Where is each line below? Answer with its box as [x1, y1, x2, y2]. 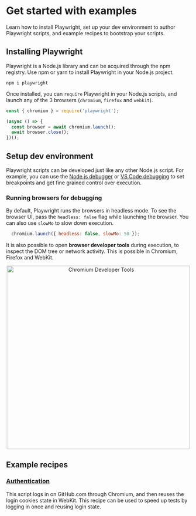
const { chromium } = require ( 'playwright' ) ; [6, 107, 119, 114]
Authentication [6, 477, 50, 485]
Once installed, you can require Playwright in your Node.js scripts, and [6, 90, 177, 97]
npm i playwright [6, 80, 49, 86]
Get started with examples [6, 4, 137, 18]
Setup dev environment [6, 151, 94, 161]
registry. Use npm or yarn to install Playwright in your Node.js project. [6, 69, 174, 76]
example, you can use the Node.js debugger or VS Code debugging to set [6, 173, 184, 180]
